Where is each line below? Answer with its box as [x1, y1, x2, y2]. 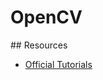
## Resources [10, 39, 68, 51]
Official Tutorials [24, 58, 93, 70]
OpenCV [10, 6, 83, 29]
